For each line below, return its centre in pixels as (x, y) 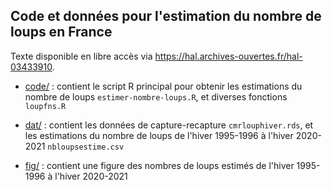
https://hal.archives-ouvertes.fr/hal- (228, 56)
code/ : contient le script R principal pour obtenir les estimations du (163, 86)
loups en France (61, 32)
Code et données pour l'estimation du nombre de (166, 16)
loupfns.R (45, 106)
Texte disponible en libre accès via (81, 56)
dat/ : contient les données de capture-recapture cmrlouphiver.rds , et (169, 125)
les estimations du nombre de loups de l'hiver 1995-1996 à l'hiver (159, 135)
